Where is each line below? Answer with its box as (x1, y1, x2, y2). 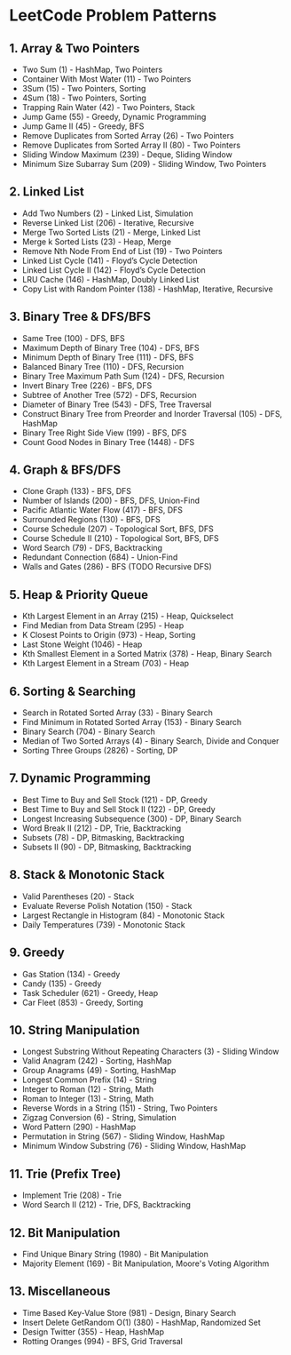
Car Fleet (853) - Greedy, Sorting (21, 997, 144, 1008)
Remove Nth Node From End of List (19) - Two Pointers (21, 245, 224, 256)
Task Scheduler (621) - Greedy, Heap (21, 987, 158, 998)
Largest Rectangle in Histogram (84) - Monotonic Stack (21, 910, 225, 921)
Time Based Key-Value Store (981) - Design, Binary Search (21, 1307, 237, 1318)
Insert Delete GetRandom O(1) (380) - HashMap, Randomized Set (21, 1317, 261, 1327)
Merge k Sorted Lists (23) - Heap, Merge (21, 236, 171, 247)
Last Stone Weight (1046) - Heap (21, 639, 143, 650)
